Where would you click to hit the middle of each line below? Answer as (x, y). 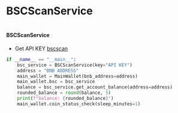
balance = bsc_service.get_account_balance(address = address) (95, 87)
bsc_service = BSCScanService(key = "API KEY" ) (75, 65)
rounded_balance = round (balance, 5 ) (64, 93)
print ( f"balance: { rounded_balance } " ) (65, 99)
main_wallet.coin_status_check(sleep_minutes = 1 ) (79, 104)
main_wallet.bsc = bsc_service (56, 82)
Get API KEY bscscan (41, 48)
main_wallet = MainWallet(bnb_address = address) (77, 76)
